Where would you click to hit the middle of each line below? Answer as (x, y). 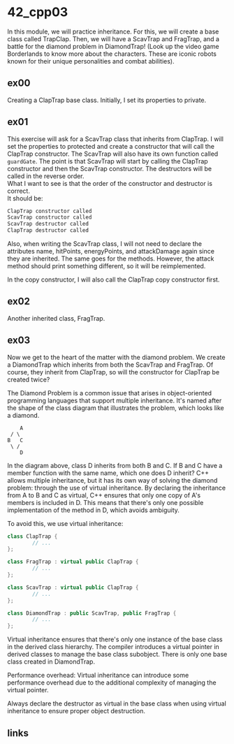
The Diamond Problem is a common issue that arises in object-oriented (109, 393)
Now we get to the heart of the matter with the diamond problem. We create (116, 357)
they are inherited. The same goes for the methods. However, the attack (111, 258)
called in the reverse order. (46, 176)
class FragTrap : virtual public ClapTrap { (73, 562)
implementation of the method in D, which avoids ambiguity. (94, 510)
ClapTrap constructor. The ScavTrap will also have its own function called (113, 154)
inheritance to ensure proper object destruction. (76, 711)
